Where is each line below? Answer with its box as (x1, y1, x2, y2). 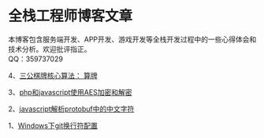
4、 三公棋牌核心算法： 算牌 (8, 71, 98, 80)
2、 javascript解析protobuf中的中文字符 (8, 103, 135, 114)
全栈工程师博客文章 (8, 7, 133, 25)
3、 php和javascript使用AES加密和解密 (8, 87, 132, 96)
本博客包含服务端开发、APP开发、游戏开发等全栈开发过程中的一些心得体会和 (8, 34, 257, 44)
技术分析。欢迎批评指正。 (8, 44, 91, 53)
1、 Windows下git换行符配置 (8, 121, 99, 130)
